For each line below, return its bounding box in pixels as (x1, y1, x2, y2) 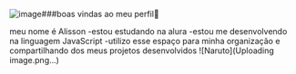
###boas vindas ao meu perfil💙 (41, 9, 159, 19)
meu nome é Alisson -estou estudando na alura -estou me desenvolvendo (9, 26, 288, 36)
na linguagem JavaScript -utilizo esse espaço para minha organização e (9, 36, 281, 46)
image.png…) (9, 55, 59, 65)
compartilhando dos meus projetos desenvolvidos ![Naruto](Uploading (9, 45, 275, 56)
